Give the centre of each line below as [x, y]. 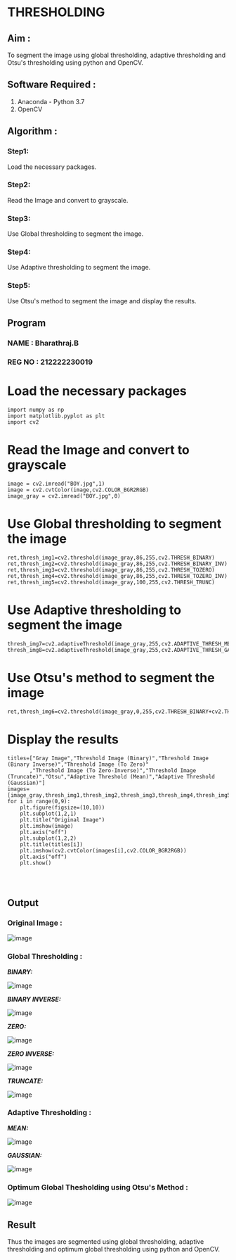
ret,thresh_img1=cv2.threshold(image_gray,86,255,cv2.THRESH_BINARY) [111, 557]
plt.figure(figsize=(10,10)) [63, 807]
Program [27, 323]
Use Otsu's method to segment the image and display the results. [102, 301]
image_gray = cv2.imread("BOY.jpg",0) [64, 496]
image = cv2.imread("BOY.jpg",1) [56, 484]
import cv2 [23, 422]
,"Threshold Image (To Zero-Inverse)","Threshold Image [113, 770]
